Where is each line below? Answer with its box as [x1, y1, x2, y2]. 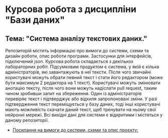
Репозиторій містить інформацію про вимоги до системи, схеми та [5, 48, 149, 53]
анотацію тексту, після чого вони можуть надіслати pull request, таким [5, 85, 157, 91]
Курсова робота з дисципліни [5, 4, 136, 15]
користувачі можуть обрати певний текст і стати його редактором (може [5, 75, 163, 80]
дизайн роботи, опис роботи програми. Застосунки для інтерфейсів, [5, 53, 152, 59]
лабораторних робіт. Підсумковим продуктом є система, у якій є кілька [5, 64, 159, 70]
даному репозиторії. [5, 117, 49, 123]
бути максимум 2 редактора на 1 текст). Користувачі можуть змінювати [5, 80, 160, 86]
